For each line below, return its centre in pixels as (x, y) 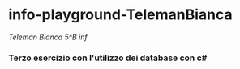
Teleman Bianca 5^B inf (48, 37)
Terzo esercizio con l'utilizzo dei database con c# (108, 58)
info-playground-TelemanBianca (120, 15)
